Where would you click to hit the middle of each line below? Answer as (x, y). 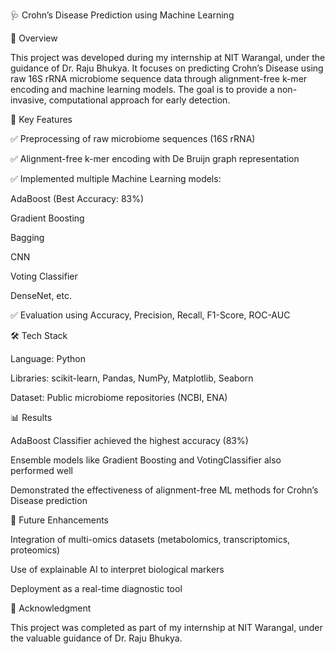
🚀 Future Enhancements (59, 520)
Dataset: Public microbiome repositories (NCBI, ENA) (119, 397)
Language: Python (48, 358)
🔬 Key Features (41, 119)
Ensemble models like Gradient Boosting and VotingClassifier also (146, 460)
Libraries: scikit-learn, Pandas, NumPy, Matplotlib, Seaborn (132, 378)
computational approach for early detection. (139, 100)
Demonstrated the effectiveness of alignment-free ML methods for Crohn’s (164, 490)
